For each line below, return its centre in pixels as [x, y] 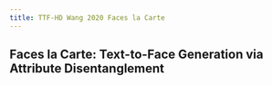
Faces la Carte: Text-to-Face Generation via [136, 55]
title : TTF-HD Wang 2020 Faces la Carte [88, 18]
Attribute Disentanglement [87, 69]
